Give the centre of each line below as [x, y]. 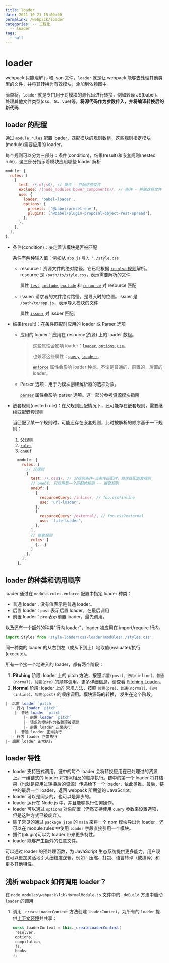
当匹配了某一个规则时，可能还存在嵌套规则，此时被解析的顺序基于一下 [86, 422]
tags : [11, 33]
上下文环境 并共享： [37, 918]
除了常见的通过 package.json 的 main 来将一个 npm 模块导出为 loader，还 [88, 822]
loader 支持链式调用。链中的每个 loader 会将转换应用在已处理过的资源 [85, 772]
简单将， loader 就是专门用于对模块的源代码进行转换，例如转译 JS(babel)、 [83, 94]
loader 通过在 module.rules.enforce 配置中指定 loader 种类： [69, 593]
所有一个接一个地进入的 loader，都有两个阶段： [54, 664]
